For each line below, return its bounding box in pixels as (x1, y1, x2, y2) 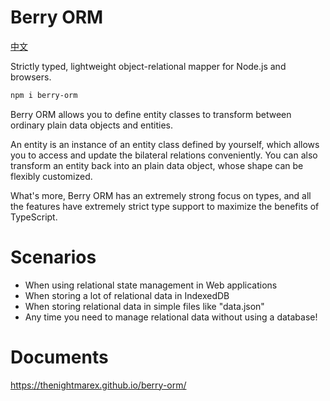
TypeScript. (10, 211, 58, 223)
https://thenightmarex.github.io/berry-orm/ (10, 379, 187, 391)
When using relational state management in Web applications (24, 279, 278, 291)
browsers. (10, 71, 52, 83)
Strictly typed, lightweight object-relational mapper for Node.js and (10, 60, 287, 72)
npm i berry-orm (10, 90, 78, 100)
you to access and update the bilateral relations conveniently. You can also (10, 149, 318, 161)
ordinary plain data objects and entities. (10, 119, 174, 131)
